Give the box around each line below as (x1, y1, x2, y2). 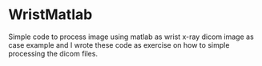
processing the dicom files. (8, 49, 99, 58)
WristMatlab (8, 6, 93, 24)
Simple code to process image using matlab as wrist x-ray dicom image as (8, 32, 254, 41)
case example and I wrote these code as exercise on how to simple (8, 40, 230, 49)
